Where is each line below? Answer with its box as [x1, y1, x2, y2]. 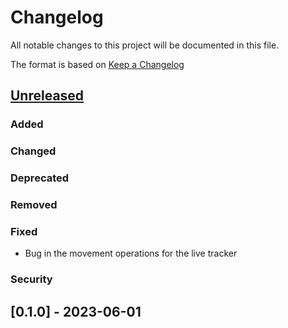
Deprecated [10, 171, 70, 185]
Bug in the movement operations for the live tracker [24, 247, 238, 260]
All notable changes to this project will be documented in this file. [10, 39, 280, 51]
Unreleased [10, 87, 85, 105]
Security [10, 272, 53, 286]
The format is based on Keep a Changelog [10, 58, 185, 70]
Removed [10, 198, 58, 212]
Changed [10, 144, 57, 158]
